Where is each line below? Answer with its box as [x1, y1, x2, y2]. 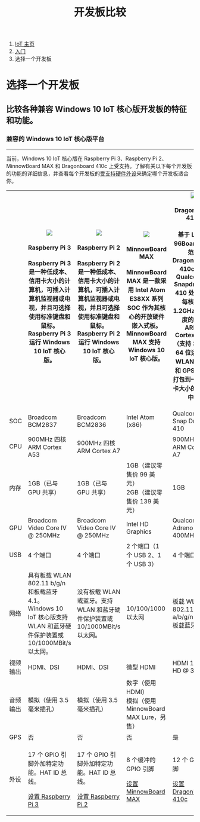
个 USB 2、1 [126, 551, 162, 559]
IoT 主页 [14, 40, 35, 48]
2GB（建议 [126, 488, 157, 496]
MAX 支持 [132, 338, 161, 346]
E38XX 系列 [129, 294, 164, 302]
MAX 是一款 [126, 276, 161, 285]
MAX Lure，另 [126, 713, 166, 721]
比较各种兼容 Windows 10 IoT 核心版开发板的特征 [6, 104, 187, 114]
